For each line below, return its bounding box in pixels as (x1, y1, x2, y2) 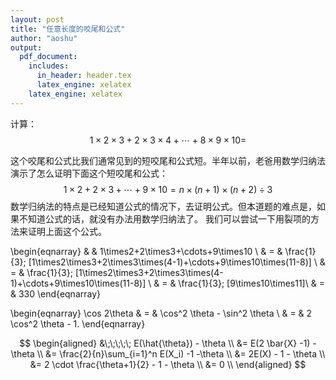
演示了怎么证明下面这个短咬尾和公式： (10, 167, 168, 179)
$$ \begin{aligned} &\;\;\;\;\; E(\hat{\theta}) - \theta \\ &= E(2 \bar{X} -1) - (19, 337, 317, 349)
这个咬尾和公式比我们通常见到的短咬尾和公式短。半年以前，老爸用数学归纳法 (10, 154, 326, 166)
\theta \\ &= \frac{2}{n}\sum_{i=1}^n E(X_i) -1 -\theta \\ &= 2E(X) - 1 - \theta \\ (10, 347, 326, 360)
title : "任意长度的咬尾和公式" (10, 24, 126, 34)
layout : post (10, 14, 65, 25)
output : (10, 42, 43, 53)
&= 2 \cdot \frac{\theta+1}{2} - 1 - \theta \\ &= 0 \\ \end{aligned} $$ (29, 358, 307, 370)
